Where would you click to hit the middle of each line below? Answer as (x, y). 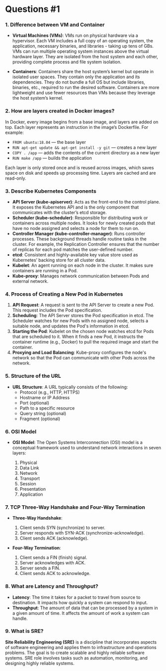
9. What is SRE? (24, 631)
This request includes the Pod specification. (57, 310)
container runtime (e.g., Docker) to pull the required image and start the (85, 342)
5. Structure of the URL (33, 376)
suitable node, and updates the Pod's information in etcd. (71, 326)
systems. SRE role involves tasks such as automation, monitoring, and (76, 658)
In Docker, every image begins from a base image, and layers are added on (82, 122)
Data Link (29, 468)
